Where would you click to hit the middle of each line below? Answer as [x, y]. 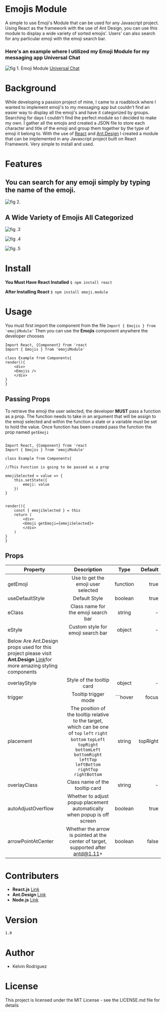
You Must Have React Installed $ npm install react [59, 282]
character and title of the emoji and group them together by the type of [77, 128]
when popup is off [88, 815]
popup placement [88, 802]
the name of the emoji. [40, 190]
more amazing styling [33, 666]
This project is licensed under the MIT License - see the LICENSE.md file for [83, 1000]
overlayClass [23, 785]
